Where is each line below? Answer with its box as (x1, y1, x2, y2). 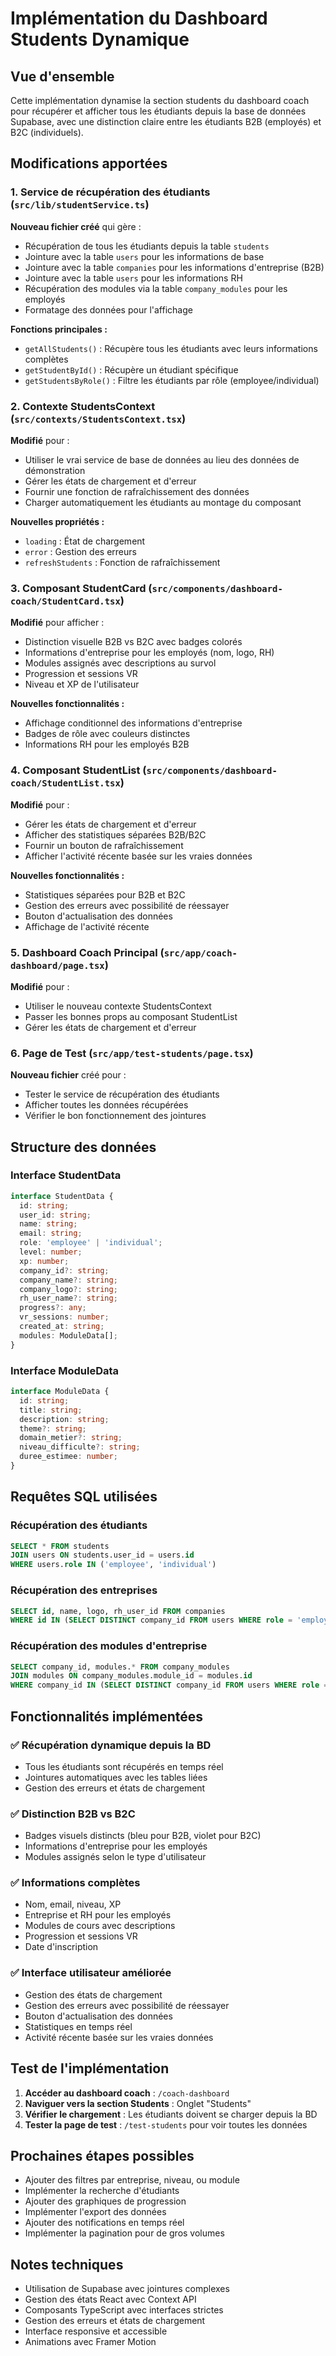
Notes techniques (10, 2256, 124, 2273)
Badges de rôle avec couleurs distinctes (24, 728, 191, 740)
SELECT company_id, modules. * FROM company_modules (10, 1662, 230, 1672)
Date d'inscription (24, 1941, 99, 1953)
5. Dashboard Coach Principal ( (10, 945, 165, 959)
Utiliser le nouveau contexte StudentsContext (24, 1000, 212, 1012)
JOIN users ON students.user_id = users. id (10, 1550, 195, 1561)
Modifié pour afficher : (10, 617, 105, 629)
